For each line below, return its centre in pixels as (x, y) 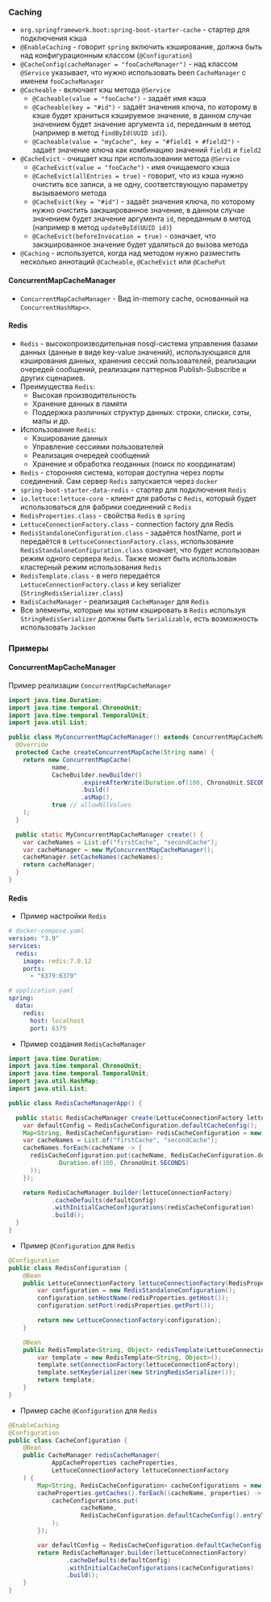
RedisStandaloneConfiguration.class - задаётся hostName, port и (131, 532)
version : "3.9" (34, 939)
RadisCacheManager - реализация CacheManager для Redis (115, 601)
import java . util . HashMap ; (54, 1081)
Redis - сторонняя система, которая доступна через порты (122, 473)
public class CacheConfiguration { (68, 1440)
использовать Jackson (58, 627)
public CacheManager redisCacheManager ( (92, 1456)
